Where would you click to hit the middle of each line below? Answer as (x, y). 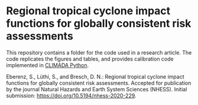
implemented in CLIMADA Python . (48, 65)
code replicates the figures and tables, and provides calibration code (90, 59)
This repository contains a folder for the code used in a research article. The (99, 52)
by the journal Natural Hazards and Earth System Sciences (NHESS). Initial (97, 89)
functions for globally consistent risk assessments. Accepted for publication (99, 83)
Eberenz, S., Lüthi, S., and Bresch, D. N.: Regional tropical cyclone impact (95, 77)
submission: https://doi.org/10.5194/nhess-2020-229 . (72, 96)
